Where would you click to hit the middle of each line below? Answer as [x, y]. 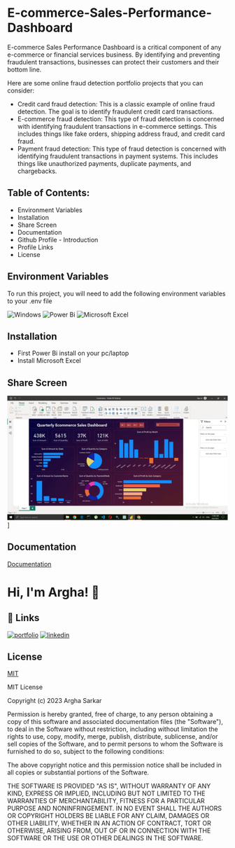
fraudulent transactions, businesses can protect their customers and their [113, 62]
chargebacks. [37, 171]
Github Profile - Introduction [58, 239]
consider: [21, 90]
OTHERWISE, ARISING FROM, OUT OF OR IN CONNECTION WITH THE [109, 830]
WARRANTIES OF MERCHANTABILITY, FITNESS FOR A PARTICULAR [106, 801]
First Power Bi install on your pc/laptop [73, 353]
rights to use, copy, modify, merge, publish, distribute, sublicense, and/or [113, 737]
